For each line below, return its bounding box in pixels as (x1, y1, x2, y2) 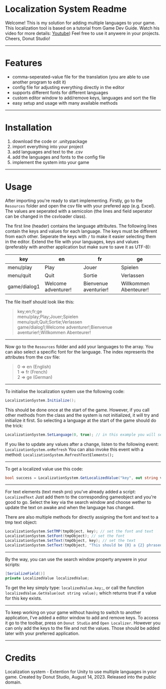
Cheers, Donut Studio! (5, 36, 50, 41)
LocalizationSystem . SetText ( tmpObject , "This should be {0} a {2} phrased (5, 543, 163, 548)
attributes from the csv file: (5, 354, 60, 360)
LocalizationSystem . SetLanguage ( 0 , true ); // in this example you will (5, 432, 156, 437)
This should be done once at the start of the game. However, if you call (5, 406, 150, 413)
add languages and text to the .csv (12, 149, 83, 155)
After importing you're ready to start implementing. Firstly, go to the (5, 198, 143, 203)
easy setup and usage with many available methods (12, 100, 118, 106)
